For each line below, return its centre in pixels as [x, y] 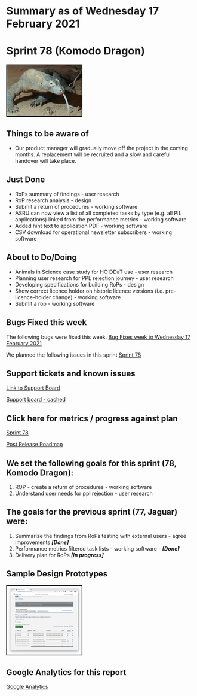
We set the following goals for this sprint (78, [92, 463]
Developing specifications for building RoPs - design [79, 284]
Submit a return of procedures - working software [76, 206]
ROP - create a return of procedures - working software [83, 487]
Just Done [26, 180]
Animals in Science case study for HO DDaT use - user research [94, 272]
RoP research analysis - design [53, 200]
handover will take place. [45, 161]
